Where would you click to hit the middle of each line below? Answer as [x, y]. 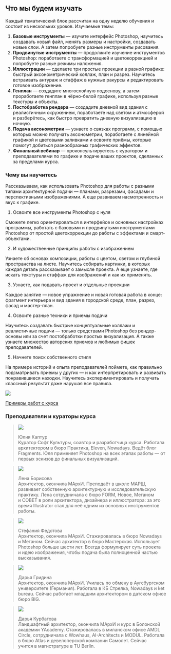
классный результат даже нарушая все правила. [59, 384]
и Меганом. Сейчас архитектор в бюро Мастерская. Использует [89, 542]
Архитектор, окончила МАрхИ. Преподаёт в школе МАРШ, [82, 484]
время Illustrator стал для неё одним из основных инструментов [89, 506]
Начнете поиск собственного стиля [52, 357]
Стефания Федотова [40, 531]
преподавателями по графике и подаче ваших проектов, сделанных [88, 156]
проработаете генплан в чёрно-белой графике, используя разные [85, 96]
